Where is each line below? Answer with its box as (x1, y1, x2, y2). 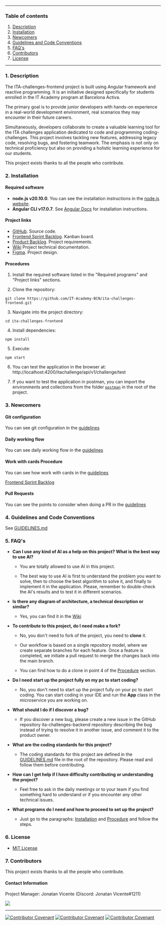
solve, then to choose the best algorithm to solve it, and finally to (19, 578, 152, 584)
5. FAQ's (5, 538, 26, 545)
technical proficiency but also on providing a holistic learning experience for (5, 145, 160, 151)
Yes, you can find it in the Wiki (19, 614, 82, 619)
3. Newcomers (5, 402, 41, 409)
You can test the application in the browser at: (12, 364, 106, 370)
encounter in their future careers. (5, 114, 73, 120)
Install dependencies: (12, 327, 56, 333)
